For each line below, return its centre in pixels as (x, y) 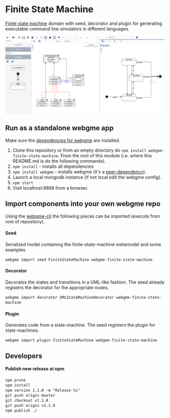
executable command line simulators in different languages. (68, 28)
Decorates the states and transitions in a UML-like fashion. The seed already (85, 282)
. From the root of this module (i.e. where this (105, 155)
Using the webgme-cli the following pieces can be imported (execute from (83, 216)
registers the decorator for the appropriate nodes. (57, 288)
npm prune (16, 380)
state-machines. (22, 330)
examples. (16, 250)
